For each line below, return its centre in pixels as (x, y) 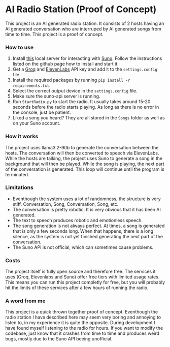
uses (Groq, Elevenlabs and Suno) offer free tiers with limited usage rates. (82, 277)
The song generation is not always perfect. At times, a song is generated (89, 226)
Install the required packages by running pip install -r (71, 80)
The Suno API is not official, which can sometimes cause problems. (83, 247)
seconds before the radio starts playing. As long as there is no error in (86, 107)
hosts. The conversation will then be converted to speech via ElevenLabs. (82, 153)
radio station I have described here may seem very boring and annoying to (83, 317)
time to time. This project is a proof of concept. (55, 34)
